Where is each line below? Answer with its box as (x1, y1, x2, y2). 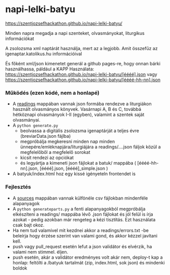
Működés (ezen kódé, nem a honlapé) (5, 89, 100, 96)
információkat (5, 35, 35, 42)
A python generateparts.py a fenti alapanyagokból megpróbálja (12, 206, 146, 212)
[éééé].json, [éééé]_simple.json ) (40, 166, 108, 172)
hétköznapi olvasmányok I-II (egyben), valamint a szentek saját (12, 111, 145, 117)
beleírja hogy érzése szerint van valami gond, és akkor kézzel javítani (12, 232, 158, 239)
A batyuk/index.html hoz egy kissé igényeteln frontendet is (12, 171, 136, 177)
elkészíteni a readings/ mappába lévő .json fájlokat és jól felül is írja (12, 211, 153, 217)
